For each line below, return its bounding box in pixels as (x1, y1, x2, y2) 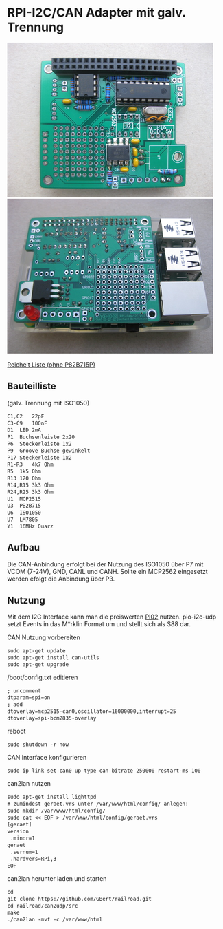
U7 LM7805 (7, 516, 38, 523)
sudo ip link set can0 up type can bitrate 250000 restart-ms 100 (7, 767, 201, 775)
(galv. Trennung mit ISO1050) (7, 398, 90, 407)
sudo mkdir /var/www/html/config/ (7, 807, 106, 815)
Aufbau (7, 542, 40, 553)
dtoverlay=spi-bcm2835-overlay (7, 715, 97, 722)
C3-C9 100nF (7, 420, 48, 427)
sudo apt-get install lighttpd (7, 793, 97, 801)
